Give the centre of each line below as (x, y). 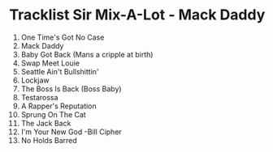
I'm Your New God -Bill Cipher (71, 132)
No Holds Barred (49, 140)
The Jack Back (46, 123)
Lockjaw (35, 80)
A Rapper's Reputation (58, 106)
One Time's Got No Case (63, 37)
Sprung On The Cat (53, 114)
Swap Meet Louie (50, 63)
